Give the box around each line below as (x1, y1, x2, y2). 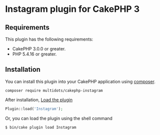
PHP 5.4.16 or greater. (12, 51, 57, 57)
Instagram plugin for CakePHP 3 (5, 3, 140, 15)
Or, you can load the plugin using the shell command (5, 115, 113, 121)
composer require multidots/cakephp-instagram (5, 88, 103, 93)
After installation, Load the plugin (5, 96, 73, 102)
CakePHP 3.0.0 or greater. (12, 46, 66, 51)
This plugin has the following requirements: (5, 36, 93, 42)
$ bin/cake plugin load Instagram (5, 125, 77, 130)
